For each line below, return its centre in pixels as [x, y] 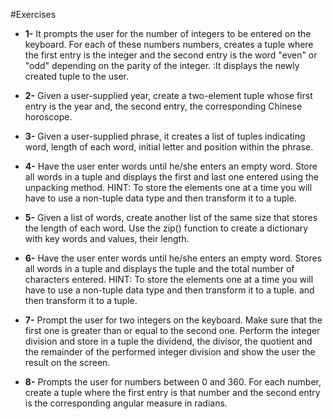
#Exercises [33, 14]
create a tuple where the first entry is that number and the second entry [172, 392]
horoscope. [48, 117]
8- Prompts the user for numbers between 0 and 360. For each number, [173, 382]
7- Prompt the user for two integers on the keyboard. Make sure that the [173, 320]
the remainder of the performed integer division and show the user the [170, 352]
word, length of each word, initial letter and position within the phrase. [169, 147]
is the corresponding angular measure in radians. [126, 403]
